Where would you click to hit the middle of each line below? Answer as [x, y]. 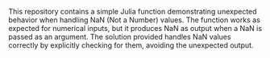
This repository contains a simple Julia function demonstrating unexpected [133, 12]
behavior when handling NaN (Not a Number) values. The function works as [134, 20]
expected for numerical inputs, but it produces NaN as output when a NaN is [135, 28]
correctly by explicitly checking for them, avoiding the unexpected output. [131, 45]
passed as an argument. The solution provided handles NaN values [120, 37]
